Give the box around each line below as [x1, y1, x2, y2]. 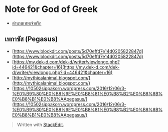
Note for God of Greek [5, 3, 98, 15]
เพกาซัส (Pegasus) [5, 35, 58, 43]
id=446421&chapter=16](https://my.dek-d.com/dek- [12, 64, 120, 70]
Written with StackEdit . [17, 121, 65, 127]
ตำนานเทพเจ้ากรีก [12, 20, 42, 26]
